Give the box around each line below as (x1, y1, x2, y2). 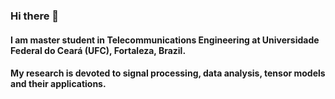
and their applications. (10, 78, 107, 90)
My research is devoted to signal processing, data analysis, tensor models (10, 67, 326, 79)
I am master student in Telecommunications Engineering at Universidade (10, 34, 320, 46)
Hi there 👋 (10, 9, 60, 23)
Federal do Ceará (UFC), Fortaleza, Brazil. (10, 44, 187, 56)
